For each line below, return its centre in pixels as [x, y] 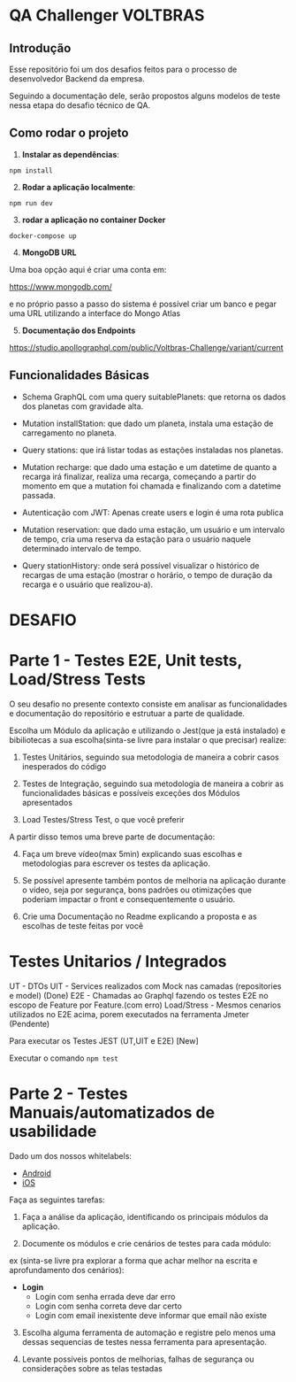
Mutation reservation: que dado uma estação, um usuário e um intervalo [153, 529]
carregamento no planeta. [69, 432]
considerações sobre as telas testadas [92, 1368]
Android [36, 1173]
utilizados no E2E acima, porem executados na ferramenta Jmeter [129, 1014]
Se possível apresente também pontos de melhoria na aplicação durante [154, 880]
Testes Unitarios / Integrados [118, 961]
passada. [38, 495]
